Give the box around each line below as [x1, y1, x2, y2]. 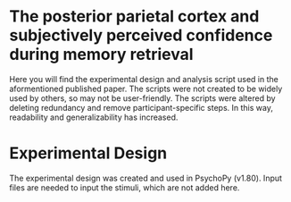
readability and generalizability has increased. [9, 112, 179, 122]
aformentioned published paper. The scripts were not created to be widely [9, 83, 283, 94]
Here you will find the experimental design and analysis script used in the [9, 73, 279, 84]
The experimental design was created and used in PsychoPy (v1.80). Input [9, 173, 283, 183]
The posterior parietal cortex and [9, 6, 260, 27]
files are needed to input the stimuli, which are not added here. [9, 181, 240, 193]
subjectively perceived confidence [9, 25, 273, 46]
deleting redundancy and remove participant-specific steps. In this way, [9, 102, 274, 113]
